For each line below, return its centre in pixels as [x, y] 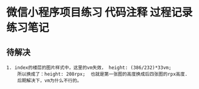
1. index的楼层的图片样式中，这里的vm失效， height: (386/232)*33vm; [89, 68]
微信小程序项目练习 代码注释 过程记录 [100, 12]
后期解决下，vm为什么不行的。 [50, 80]
